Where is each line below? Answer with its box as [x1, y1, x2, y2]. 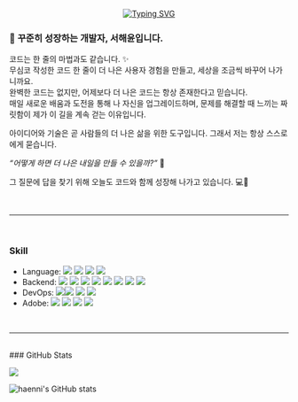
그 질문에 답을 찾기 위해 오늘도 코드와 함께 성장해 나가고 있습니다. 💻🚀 [9, 177, 249, 188]
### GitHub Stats [9, 350, 73, 360]
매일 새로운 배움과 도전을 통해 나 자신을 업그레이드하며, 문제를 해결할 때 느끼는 [9, 98, 279, 109]
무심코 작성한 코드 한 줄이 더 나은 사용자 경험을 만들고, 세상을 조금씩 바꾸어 [9, 65, 267, 75]
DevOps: [21, 287, 55, 298]
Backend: [21, 276, 58, 287]
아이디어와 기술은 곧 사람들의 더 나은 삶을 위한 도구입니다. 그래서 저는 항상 [9, 128, 264, 139]
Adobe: [21, 298, 50, 308]
